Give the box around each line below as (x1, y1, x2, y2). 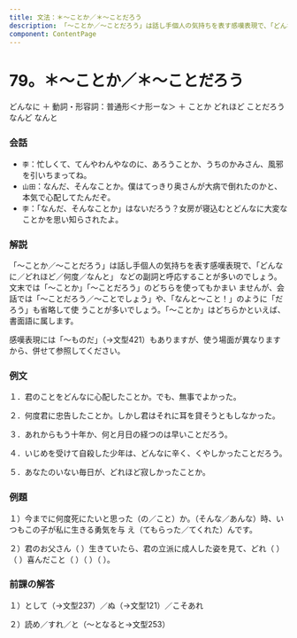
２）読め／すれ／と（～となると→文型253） (9, 619, 171, 629)
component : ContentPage (9, 29, 97, 38)
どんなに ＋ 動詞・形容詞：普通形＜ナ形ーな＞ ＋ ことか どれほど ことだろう (9, 101, 286, 112)
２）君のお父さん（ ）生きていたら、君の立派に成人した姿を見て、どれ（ (9, 542, 275, 554)
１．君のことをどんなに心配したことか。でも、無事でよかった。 (9, 392, 241, 402)
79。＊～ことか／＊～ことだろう (9, 70, 245, 90)
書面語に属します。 (9, 315, 79, 326)
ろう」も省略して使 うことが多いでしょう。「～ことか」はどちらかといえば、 (9, 304, 286, 315)
